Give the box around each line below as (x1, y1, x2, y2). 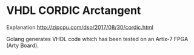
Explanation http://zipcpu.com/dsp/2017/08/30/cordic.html (6, 24, 153, 31)
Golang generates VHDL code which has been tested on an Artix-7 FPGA (6, 35, 189, 42)
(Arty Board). (6, 42, 39, 49)
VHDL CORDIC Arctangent (6, 4, 141, 18)
